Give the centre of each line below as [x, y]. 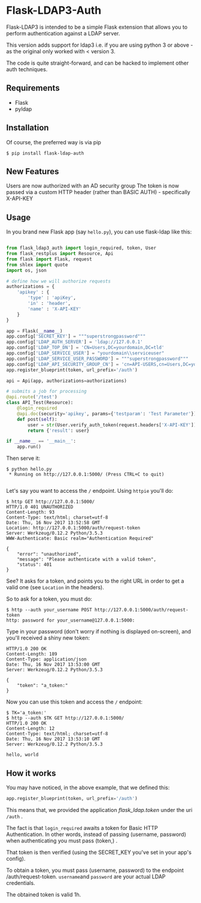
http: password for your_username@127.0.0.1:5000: [71, 620]
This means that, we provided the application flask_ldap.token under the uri [99, 810]
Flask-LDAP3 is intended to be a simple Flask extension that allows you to [97, 27]
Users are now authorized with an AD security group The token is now [93, 186]
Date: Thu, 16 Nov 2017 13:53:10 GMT [53, 739]
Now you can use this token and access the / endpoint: [74, 702]
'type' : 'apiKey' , [52, 298]
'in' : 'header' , [49, 304]
